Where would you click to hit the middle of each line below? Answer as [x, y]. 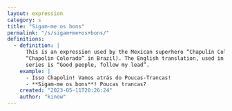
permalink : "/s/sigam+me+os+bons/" [58, 33]
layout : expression [35, 13]
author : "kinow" [43, 97]
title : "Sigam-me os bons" [46, 26]
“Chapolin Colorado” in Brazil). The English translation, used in [125, 59]
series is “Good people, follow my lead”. [87, 65]
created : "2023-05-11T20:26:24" [66, 90]
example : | [35, 71]
